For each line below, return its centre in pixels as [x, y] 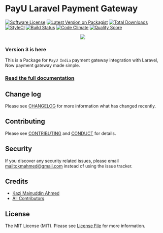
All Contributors [28, 199]
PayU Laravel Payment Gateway [71, 9]
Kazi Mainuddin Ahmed [36, 193]
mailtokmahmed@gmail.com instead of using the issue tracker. [69, 166]
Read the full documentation [40, 78]
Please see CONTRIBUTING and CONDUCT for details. [61, 133]
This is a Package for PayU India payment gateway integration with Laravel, [82, 60]
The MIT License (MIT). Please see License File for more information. [75, 226]
